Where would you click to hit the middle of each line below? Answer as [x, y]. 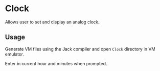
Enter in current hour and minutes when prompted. [56, 63]
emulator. [15, 54]
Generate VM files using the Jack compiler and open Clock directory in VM [80, 49]
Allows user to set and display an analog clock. [52, 22]
